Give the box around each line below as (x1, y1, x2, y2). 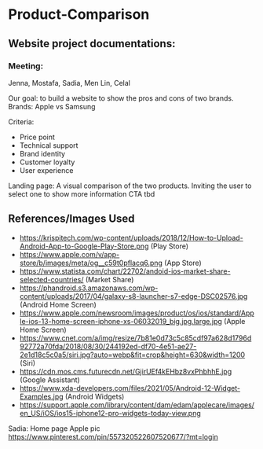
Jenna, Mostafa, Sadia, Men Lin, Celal (8, 78, 131, 87)
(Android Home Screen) (19, 300, 97, 309)
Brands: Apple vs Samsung (8, 101, 96, 111)
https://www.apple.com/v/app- (19, 249, 120, 259)
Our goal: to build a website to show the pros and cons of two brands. (8, 93, 234, 103)
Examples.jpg (19, 392, 64, 401)
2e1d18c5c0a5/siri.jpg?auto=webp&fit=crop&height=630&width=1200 (19, 350, 246, 359)
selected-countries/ (19, 274, 84, 284)
